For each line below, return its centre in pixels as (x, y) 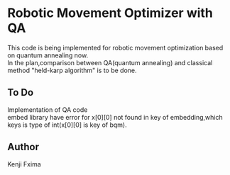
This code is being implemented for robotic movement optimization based (115, 47)
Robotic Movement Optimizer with (110, 13)
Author (23, 147)
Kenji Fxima (24, 164)
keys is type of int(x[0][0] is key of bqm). (67, 125)
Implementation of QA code (48, 109)
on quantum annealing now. (48, 55)
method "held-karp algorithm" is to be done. (72, 70)
